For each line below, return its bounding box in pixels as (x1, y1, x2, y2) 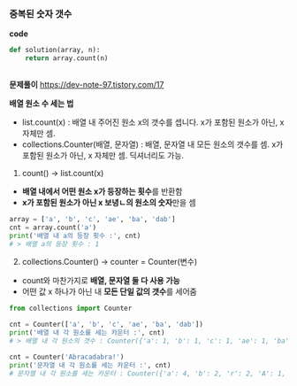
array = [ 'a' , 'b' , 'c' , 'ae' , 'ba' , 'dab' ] (9, 214, 176, 223)
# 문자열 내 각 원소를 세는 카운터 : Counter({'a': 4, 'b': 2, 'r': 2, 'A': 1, (9, 369, 286, 378)
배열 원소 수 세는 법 (9, 97, 74, 108)
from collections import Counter (9, 304, 133, 313)
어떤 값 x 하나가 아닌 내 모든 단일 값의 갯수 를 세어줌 (21, 286, 197, 297)
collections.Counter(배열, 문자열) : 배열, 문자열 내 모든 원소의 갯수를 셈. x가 (21, 139, 284, 150)
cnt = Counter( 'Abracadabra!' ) (9, 352, 125, 361)
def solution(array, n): (9, 46, 101, 55)
